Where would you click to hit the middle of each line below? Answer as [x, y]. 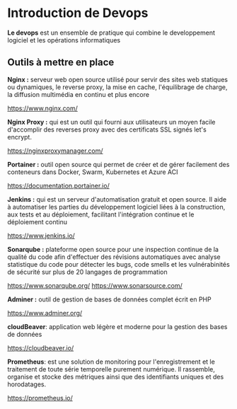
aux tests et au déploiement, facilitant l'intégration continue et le [101, 214]
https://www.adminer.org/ [45, 313]
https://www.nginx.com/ [42, 108]
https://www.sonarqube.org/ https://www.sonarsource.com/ [95, 285]
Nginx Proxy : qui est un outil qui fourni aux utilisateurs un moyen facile [111, 122]
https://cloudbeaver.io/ [41, 347]
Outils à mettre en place [61, 63]
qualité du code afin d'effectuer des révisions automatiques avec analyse [114, 257]
